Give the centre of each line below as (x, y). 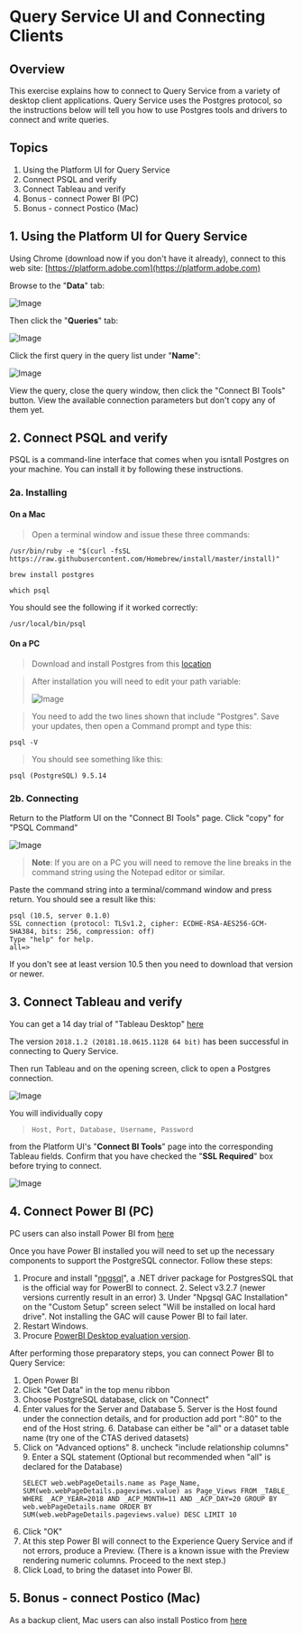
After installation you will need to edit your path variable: (136, 681)
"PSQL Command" (44, 827)
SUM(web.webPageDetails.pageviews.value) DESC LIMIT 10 (129, 1515)
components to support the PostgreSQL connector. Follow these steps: (141, 1260)
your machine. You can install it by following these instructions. (126, 469)
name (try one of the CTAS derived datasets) (105, 1437)
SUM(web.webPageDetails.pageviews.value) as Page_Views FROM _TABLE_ (156, 1491)
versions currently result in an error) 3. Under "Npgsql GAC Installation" (155, 1297)
